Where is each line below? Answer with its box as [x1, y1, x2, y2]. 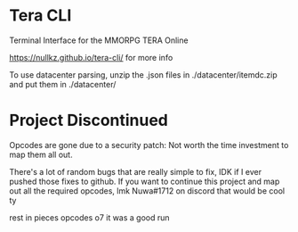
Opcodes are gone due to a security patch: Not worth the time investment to [9, 139, 289, 150]
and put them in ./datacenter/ [9, 79, 117, 89]
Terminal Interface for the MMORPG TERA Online [9, 35, 189, 46]
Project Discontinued [9, 111, 169, 130]
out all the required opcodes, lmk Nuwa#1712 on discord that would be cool [9, 185, 286, 196]
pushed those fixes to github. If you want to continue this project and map [9, 176, 280, 186]
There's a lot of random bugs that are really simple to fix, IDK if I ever [9, 166, 262, 177]
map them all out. [9, 149, 73, 160]
